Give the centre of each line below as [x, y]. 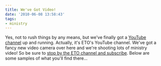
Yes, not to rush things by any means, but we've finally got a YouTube [76, 37]
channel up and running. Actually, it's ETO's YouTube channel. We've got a [81, 43]
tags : [11, 19]
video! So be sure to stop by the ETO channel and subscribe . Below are [77, 53]
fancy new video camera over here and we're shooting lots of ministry [76, 48]
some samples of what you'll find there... [46, 58]
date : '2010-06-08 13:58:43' [35, 14]
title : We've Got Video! [31, 10]
